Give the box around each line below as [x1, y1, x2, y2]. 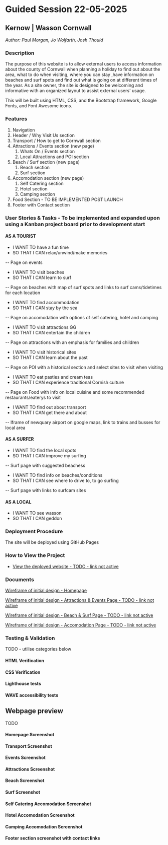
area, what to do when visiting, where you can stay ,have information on [5, 72, 154, 78]
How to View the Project [5, 552, 65, 559]
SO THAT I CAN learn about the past [12, 354, 88, 361]
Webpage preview [5, 707, 64, 716]
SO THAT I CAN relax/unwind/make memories [12, 249, 108, 255]
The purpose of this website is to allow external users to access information [5, 61, 162, 67]
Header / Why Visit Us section [12, 132, 75, 138]
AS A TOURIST [5, 233, 36, 239]
